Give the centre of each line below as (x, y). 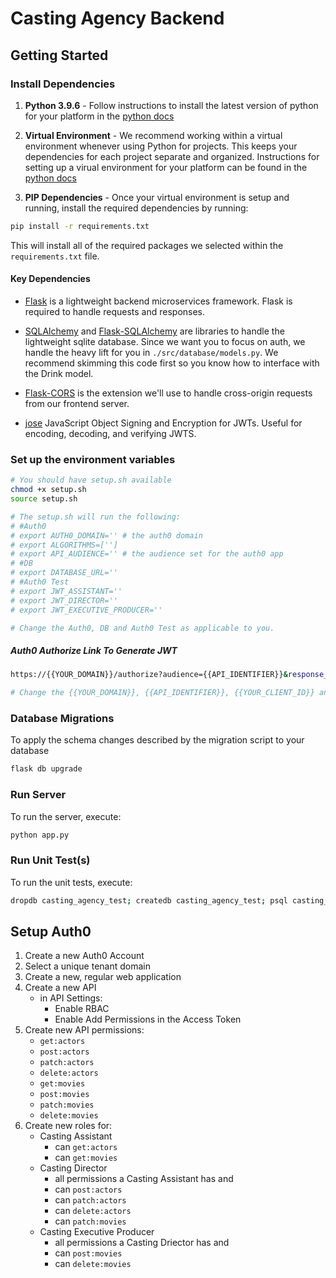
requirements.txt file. (55, 256)
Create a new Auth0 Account (84, 956)
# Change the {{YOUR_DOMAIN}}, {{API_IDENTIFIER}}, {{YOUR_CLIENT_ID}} (162, 693)
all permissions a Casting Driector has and (142, 1243)
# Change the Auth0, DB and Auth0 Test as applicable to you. (142, 628)
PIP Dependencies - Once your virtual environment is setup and (157, 197)
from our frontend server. (77, 403)
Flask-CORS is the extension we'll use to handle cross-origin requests (168, 393)
